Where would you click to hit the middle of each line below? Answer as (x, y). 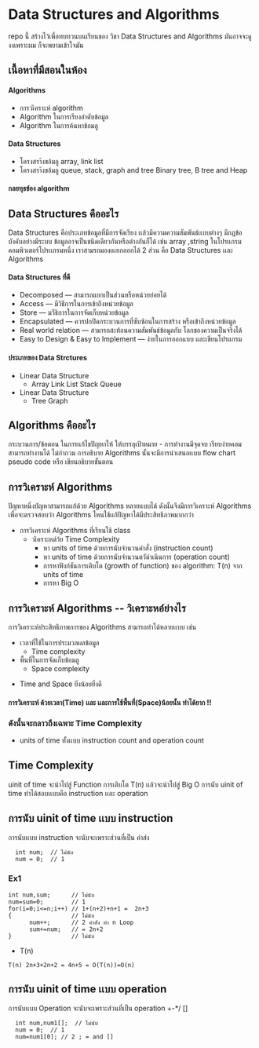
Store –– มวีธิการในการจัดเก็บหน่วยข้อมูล (74, 312)
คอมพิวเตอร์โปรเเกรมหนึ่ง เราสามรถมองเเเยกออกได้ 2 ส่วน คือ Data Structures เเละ (121, 250)
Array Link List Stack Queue (76, 384)
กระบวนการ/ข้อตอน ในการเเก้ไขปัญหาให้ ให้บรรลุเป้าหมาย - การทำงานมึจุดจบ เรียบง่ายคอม (125, 444)
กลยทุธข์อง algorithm (39, 188)
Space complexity (60, 668)
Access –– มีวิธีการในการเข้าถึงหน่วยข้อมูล (76, 304)
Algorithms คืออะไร (52, 425)
